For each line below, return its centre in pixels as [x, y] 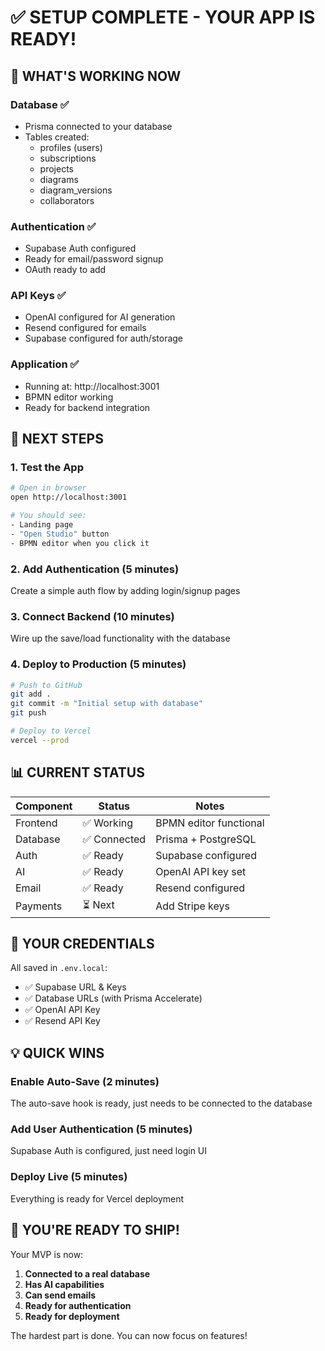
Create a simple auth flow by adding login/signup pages [125, 590]
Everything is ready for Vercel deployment [97, 1198]
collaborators [67, 200]
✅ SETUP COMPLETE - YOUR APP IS [163, 17]
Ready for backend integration [87, 407]
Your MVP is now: [47, 1254]
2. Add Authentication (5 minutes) [95, 569]
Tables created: [57, 137]
